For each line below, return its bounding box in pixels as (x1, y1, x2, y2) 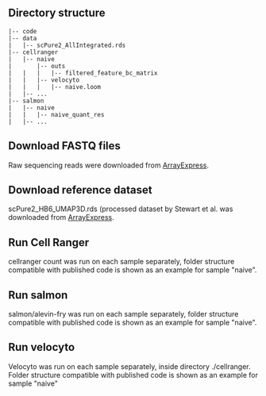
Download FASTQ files (8, 139, 121, 153)
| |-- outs (8, 62, 66, 70)
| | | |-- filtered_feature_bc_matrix (8, 69, 158, 77)
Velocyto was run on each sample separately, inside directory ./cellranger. (8, 361, 251, 371)
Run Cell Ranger (8, 236, 90, 249)
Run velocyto (8, 340, 75, 354)
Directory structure (8, 6, 106, 20)
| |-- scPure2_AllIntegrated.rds (8, 41, 126, 49)
